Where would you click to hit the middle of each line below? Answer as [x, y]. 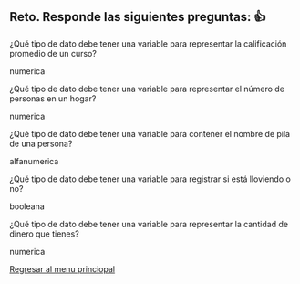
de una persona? [41, 143]
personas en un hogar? [53, 98]
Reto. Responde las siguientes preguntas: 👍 [138, 17]
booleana [27, 206]
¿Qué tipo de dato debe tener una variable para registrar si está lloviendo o [150, 179]
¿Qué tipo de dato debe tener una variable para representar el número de [147, 89]
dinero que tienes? [44, 234]
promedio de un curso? [53, 53]
